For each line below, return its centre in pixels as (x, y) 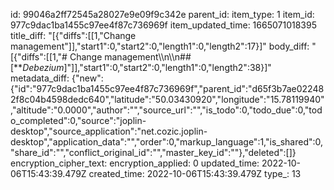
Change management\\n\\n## (130, 57)
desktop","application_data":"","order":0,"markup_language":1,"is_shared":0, (167, 142)
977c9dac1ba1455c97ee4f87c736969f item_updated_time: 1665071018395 (163, 25)
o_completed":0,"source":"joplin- (78, 120)
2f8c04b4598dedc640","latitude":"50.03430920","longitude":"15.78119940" (167, 99)
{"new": (87, 78)
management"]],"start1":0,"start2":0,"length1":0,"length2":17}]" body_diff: (160, 46)
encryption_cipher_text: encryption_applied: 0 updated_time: (135, 163)
